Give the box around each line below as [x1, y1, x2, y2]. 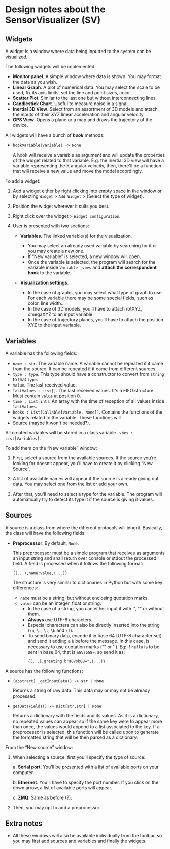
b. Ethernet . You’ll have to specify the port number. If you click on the [12, 779, 159, 785]
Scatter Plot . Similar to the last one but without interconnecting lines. [12, 95, 157, 101]
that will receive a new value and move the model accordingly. [12, 168, 143, 174]
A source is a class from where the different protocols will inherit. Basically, [5, 524, 162, 531]
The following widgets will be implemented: [5, 64, 96, 69]
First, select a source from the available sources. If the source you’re [12, 455, 156, 461]
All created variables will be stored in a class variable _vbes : [5, 429, 133, 435]
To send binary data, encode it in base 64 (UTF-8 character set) [27, 632, 162, 638]
